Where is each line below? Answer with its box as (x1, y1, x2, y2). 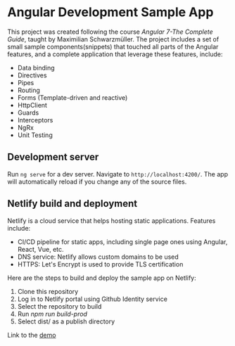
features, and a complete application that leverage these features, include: (7, 50, 223, 58)
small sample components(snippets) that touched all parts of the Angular (7, 42, 219, 51)
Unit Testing (17, 131, 53, 139)
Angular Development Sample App (7, 4, 214, 20)
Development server (7, 151, 99, 163)
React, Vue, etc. (17, 245, 65, 253)
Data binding (17, 63, 55, 72)
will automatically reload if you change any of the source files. (7, 177, 187, 186)
